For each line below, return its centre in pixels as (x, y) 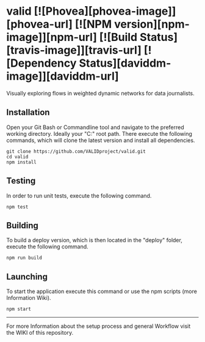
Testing (21, 181)
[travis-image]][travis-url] (74, 50)
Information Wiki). (29, 298)
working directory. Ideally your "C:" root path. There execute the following (99, 133)
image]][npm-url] (52, 37)
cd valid (17, 157)
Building (22, 225)
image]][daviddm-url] (63, 76)
